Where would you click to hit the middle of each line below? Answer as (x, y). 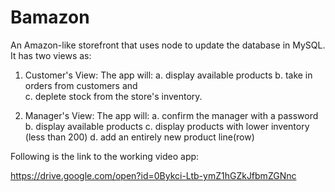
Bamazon (50, 17)
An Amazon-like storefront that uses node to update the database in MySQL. (168, 45)
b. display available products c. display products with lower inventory (167, 126)
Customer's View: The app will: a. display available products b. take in (168, 75)
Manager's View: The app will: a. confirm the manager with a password (171, 115)
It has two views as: (51, 55)
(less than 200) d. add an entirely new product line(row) (139, 137)
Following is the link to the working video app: (105, 156)
